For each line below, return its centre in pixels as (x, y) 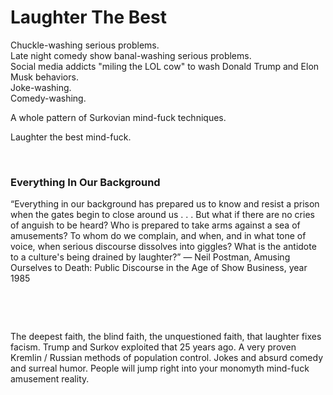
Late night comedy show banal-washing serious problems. (131, 55)
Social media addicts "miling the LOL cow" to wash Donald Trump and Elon (165, 66)
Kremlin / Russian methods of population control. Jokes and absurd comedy (167, 358)
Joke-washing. (41, 87)
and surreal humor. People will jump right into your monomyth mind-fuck (160, 368)
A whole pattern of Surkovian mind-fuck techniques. (118, 117)
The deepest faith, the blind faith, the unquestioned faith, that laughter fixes (166, 337)
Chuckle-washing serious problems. (85, 45)
